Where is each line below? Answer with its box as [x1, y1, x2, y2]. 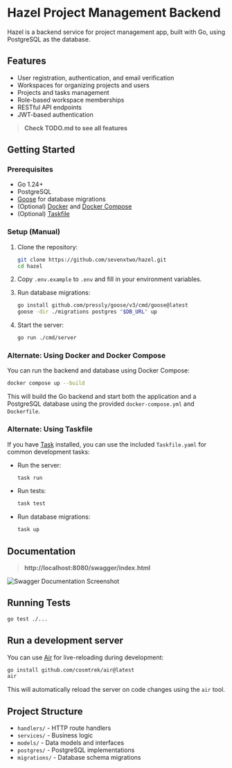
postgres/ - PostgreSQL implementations [17, 746, 135, 754]
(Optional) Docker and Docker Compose [17, 202, 132, 211]
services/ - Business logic [17, 731, 93, 740]
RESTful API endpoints [17, 102, 82, 111]
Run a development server [7, 635, 123, 647]
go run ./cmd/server [17, 334, 77, 341]
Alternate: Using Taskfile [7, 425, 93, 434]
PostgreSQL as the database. [7, 35, 91, 43]
